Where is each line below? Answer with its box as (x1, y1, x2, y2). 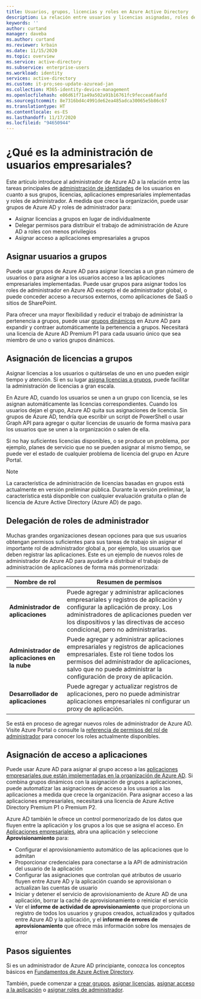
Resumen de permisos (96, 578, 162, 586)
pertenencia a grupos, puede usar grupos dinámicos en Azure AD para (6, 317, 181, 324)
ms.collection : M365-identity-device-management (6, 87, 130, 93)
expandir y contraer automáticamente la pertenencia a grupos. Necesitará (6, 324, 188, 331)
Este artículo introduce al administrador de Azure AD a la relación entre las (6, 178, 190, 185)
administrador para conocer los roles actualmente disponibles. (6, 732, 160, 739)
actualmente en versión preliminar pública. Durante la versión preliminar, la (6, 486, 190, 493)
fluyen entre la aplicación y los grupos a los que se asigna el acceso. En (6, 822, 184, 829)
